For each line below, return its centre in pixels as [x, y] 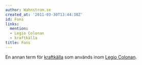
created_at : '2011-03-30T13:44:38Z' [44, 15]
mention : [19, 29]
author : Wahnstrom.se [28, 10]
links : [12, 24]
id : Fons [15, 19]
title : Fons [18, 43]
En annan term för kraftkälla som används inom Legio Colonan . [71, 57]
